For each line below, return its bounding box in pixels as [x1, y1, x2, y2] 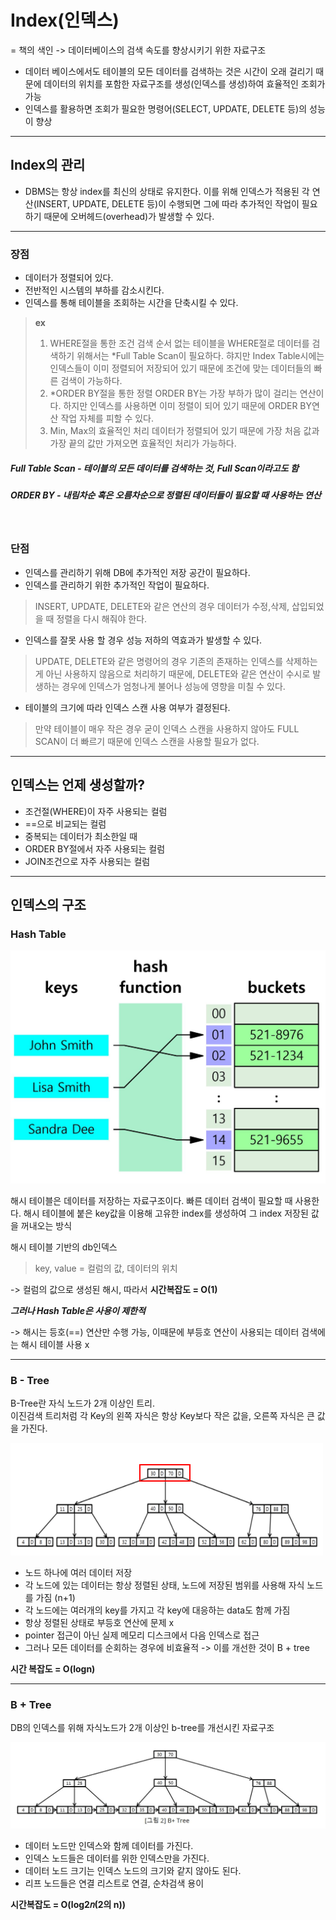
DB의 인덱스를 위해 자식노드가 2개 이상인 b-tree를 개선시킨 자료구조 [10, 1722, 275, 1734]
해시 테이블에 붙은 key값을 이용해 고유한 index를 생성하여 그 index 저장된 [23, 1207, 309, 1219]
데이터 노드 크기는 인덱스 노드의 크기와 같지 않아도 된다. [24, 1864, 242, 1876]
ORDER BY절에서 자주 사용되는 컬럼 [24, 842, 166, 855]
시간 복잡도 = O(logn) [10, 1663, 96, 1675]
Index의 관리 [10, 157, 86, 174]
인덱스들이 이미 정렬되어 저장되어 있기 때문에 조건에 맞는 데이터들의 [49, 362, 312, 375]
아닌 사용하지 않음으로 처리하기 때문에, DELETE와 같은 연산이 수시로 [45, 667, 311, 680]
